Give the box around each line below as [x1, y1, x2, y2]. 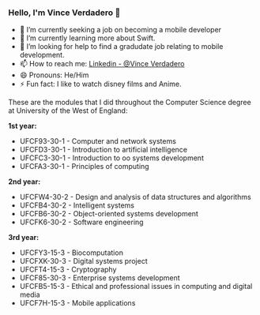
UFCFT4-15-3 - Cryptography [19, 264, 117, 275]
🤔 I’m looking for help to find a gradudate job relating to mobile [19, 42, 224, 51]
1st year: [8, 122, 37, 131]
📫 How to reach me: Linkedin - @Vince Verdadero [19, 59, 185, 69]
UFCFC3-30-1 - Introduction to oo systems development [19, 153, 204, 163]
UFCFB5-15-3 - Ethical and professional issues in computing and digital [19, 282, 253, 291]
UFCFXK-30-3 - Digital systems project [19, 257, 148, 266]
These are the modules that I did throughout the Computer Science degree [8, 98, 251, 107]
